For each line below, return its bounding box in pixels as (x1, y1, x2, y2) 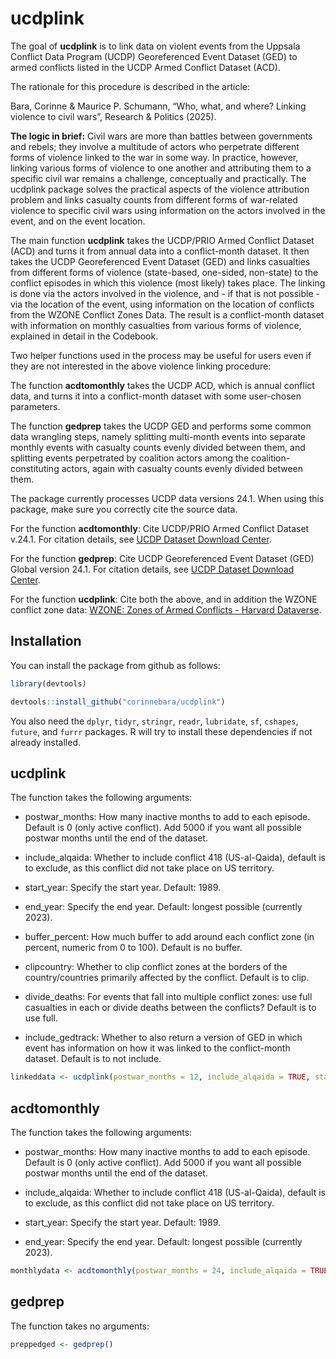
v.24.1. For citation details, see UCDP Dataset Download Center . (10, 533, 272, 545)
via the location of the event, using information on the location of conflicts (10, 298, 315, 310)
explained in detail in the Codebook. (10, 330, 159, 342)
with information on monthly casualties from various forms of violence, (10, 319, 302, 331)
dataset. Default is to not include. (24, 1053, 162, 1065)
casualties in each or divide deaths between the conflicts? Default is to (24, 1002, 317, 1014)
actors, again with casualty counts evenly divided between (61, 462, 303, 474)
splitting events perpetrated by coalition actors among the (10, 452, 250, 464)
